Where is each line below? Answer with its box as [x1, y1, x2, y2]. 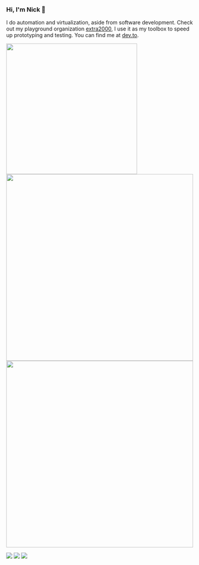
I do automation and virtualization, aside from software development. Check [6, 19, 193, 26]
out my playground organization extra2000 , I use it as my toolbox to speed [6, 25, 190, 32]
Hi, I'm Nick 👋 [6, 5, 46, 14]
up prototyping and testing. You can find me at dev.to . [6, 32, 139, 39]
